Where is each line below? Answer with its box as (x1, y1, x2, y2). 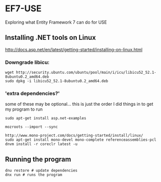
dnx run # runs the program (5, 173, 63, 178)
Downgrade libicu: (5, 59, 50, 65)
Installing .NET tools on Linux (5, 33, 96, 42)
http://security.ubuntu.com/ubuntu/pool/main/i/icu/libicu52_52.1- (16, 70, 157, 75)
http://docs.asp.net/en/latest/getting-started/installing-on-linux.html (5, 46, 143, 52)
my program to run (5, 106, 43, 112)
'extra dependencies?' (5, 90, 60, 96)
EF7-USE (5, 3, 42, 14)
